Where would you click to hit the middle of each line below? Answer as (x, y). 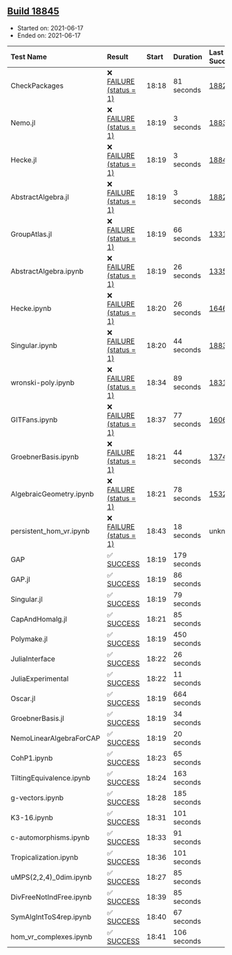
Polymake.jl (29, 639)
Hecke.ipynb (31, 308)
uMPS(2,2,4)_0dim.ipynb (51, 877)
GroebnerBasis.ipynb (45, 456)
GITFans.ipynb (34, 419)
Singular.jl (27, 599)
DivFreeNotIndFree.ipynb (51, 897)
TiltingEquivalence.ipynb (51, 778)
